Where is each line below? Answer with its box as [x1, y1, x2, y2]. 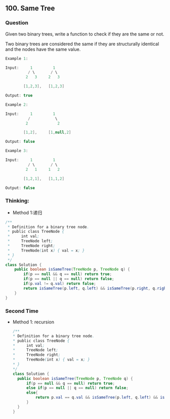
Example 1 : [5, 56, 28, 61]
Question [5, 19, 29, 26]
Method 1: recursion [12, 319, 55, 325]
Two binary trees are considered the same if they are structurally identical [5, 41, 159, 47]
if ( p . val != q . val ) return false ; [23, 281, 96, 286]
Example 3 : [5, 148, 28, 154]
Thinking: [5, 197, 29, 204]
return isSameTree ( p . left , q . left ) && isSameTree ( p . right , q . [23, 286, 157, 291]
